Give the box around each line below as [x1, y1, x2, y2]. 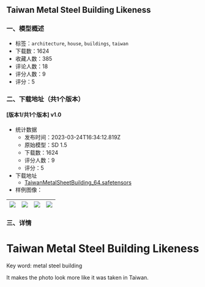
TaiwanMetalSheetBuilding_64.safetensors [24, 178, 132, 186]
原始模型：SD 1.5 [24, 141, 67, 148]
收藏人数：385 [15, 55, 53, 62]
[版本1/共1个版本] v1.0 [6, 111, 62, 118]
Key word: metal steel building [6, 262, 83, 269]
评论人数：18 [15, 63, 48, 70]
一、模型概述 [6, 25, 45, 33]
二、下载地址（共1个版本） [6, 94, 84, 103]
